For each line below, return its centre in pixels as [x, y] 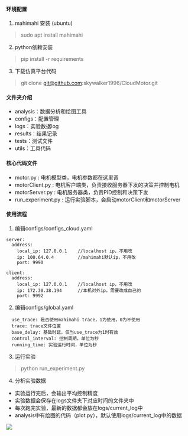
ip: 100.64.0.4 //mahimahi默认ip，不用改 [76, 257]
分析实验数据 [30, 380]
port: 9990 [30, 262]
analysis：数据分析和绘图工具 [51, 112]
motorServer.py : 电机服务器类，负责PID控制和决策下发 [82, 192]
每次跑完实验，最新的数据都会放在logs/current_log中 [79, 408]
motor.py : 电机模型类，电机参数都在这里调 [67, 177]
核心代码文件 [22, 163]
